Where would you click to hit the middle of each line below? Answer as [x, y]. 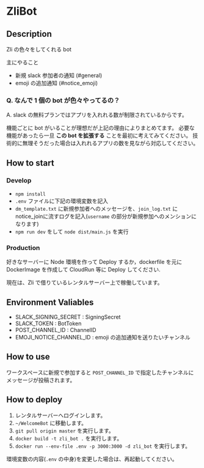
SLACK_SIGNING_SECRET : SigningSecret [68, 317]
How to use [28, 357]
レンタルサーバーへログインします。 [60, 415]
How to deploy [35, 400]
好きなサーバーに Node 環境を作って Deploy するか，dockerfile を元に [94, 262]
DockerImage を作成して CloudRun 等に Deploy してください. [83, 270]
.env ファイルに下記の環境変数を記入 [62, 201]
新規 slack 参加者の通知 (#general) [59, 75]
